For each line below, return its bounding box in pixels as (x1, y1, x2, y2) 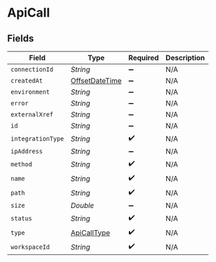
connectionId (10, 66, 54, 73)
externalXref (10, 111, 54, 119)
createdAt (10, 77, 43, 85)
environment (10, 88, 51, 96)
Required (128, 53, 159, 62)
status (10, 214, 33, 222)
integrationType (10, 134, 64, 143)
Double (70, 201, 95, 210)
